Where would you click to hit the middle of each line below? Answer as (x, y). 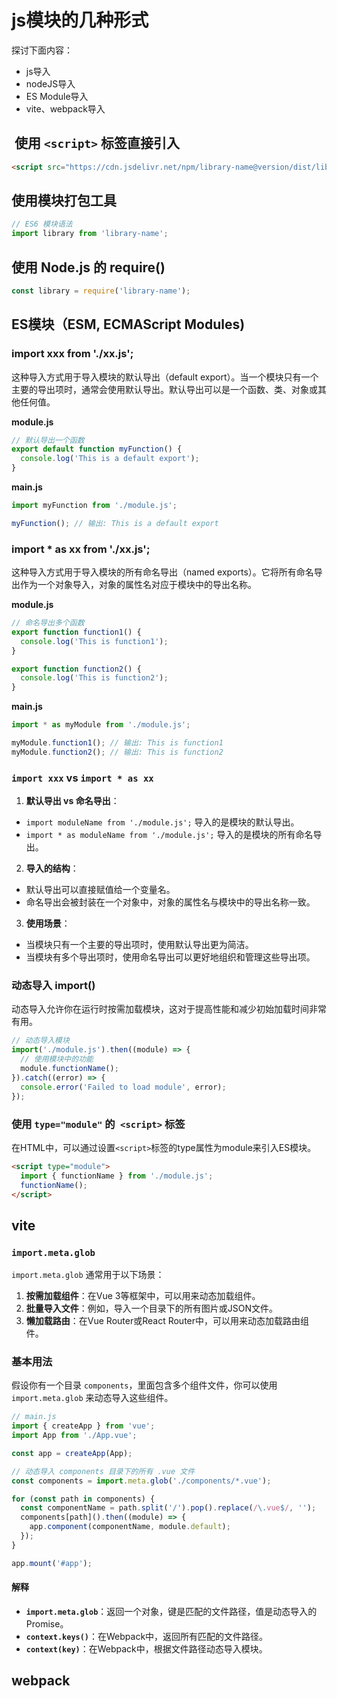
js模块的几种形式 (80, 20)
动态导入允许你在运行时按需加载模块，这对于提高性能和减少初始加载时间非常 (169, 1009)
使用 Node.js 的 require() (88, 267)
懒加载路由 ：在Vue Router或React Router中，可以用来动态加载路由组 (167, 1321)
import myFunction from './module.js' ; (94, 506)
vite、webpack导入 (65, 108)
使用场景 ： (48, 923)
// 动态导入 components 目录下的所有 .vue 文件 (103, 1471)
